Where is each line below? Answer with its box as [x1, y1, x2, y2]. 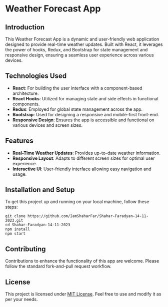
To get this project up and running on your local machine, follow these [5, 199, 149, 205]
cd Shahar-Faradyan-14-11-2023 [5, 223, 70, 228]
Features [5, 137, 33, 145]
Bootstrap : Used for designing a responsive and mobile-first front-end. [12, 111, 159, 117]
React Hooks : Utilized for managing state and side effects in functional [12, 95, 158, 101]
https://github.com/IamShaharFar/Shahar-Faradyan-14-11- [27, 214, 149, 219]
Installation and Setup [5, 186, 75, 194]
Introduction [5, 23, 45, 31]
